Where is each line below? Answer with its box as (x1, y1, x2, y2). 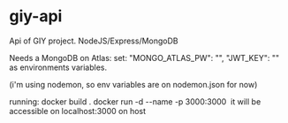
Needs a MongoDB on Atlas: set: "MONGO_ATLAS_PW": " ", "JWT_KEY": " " (9, 52, 280, 63)
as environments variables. (9, 62, 108, 73)
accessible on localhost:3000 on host (9, 105, 147, 116)
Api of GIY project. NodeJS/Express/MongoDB (9, 35, 178, 46)
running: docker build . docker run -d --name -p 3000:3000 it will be (9, 96, 261, 107)
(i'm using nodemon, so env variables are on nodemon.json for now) (9, 79, 258, 89)
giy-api (9, 6, 63, 27)
